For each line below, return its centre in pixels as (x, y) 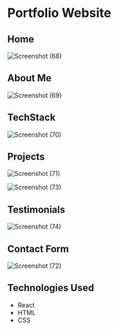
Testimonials (36, 210)
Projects (26, 157)
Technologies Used (51, 288)
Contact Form (38, 249)
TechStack (31, 118)
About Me (29, 78)
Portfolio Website (59, 13)
